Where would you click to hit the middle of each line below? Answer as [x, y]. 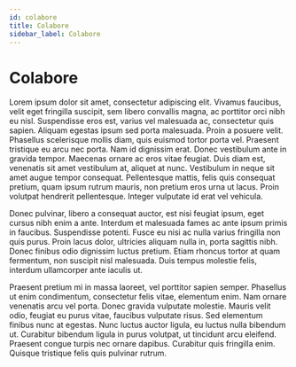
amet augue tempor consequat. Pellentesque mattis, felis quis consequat [142, 177]
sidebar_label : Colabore [55, 34]
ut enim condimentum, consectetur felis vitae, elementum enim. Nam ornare [148, 297]
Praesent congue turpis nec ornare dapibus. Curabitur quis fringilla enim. [143, 344]
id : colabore [33, 17]
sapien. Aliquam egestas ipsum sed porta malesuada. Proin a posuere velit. [146, 130]
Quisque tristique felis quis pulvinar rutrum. [88, 353]
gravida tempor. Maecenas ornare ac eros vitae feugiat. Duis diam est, [137, 159]
